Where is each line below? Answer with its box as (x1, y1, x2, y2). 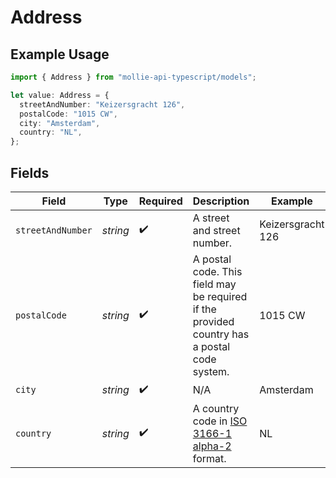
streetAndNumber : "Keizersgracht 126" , (19, 99, 186, 110)
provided (192, 314, 235, 328)
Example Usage (10, 46, 110, 63)
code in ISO (192, 414, 248, 428)
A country (192, 401, 240, 415)
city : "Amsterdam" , (19, 118, 101, 128)
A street (192, 211, 230, 225)
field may (192, 277, 237, 291)
